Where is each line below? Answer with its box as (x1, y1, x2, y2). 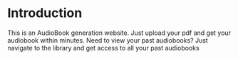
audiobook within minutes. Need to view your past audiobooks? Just (7, 36, 208, 44)
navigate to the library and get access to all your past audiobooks (7, 43, 200, 52)
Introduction (7, 5, 83, 21)
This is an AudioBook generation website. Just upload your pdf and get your (7, 28, 232, 37)
